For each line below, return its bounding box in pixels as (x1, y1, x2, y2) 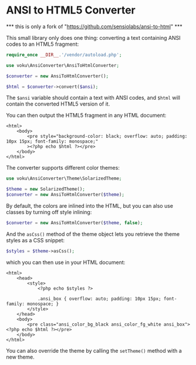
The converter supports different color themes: (6, 164, 120, 171)
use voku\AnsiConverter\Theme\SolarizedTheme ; (6, 175, 122, 182)
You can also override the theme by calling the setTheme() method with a (6, 347, 182, 354)
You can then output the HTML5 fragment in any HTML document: (6, 112, 167, 119)
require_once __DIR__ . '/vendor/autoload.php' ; (6, 52, 122, 58)
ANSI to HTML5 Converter (6, 4, 136, 17)
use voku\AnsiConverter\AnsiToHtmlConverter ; (6, 62, 119, 68)
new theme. (6, 353, 35, 360)
